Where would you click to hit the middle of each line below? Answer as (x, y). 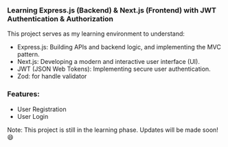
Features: (23, 94)
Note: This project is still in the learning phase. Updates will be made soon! (113, 130)
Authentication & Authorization (60, 19)
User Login (33, 116)
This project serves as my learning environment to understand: (96, 34)
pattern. (28, 54)
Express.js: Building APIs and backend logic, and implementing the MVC (119, 47)
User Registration (42, 109)
